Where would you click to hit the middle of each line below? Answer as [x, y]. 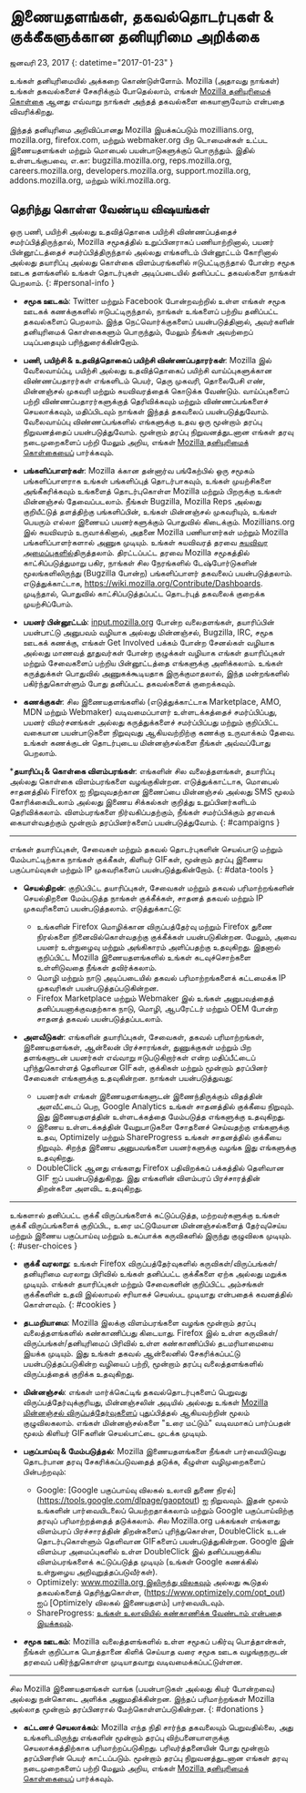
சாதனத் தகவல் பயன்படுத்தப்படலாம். [100, 1018]
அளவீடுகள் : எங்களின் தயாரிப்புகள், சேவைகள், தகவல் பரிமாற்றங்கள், [143, 1036]
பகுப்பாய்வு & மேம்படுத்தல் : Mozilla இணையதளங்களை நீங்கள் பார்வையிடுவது [154, 1451]
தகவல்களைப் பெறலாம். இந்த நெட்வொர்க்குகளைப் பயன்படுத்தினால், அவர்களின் [158, 321]
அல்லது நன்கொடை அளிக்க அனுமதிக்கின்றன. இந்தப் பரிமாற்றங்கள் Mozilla [142, 1698]
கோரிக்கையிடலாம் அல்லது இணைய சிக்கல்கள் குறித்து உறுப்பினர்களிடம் [133, 801]
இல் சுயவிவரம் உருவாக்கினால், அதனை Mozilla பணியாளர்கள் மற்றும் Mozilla [155, 532]
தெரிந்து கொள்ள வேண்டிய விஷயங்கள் [109, 210]
